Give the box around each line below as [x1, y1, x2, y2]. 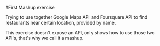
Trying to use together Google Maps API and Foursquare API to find [5, 14, 148, 20]
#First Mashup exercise [5, 5, 55, 10]
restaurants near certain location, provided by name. [5, 20, 116, 26]
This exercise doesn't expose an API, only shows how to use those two [5, 30, 155, 35]
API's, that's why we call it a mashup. [5, 35, 84, 41]
